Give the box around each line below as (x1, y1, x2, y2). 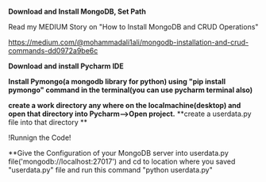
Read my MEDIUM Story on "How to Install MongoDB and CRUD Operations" (8, 22, 259, 31)
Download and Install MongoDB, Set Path (8, 7, 147, 16)
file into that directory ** (8, 118, 88, 126)
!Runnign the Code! (8, 133, 71, 142)
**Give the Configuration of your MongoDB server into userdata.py (8, 149, 229, 157)
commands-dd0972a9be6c (8, 46, 98, 55)
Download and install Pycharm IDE (8, 61, 125, 71)
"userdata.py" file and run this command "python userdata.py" (8, 165, 213, 174)
